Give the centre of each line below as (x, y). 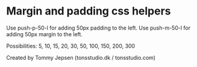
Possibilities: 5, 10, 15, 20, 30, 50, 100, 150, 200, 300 (71, 46)
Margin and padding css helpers (89, 11)
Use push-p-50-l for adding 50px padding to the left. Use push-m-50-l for (98, 28)
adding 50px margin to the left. (45, 34)
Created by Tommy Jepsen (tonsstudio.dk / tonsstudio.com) (81, 57)
